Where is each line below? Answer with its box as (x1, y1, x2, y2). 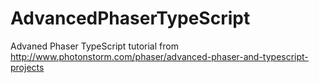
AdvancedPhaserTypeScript (10, 7, 251, 30)
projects (10, 61, 45, 73)
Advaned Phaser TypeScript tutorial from (10, 40, 179, 52)
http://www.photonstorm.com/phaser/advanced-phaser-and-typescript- (10, 50, 309, 62)
